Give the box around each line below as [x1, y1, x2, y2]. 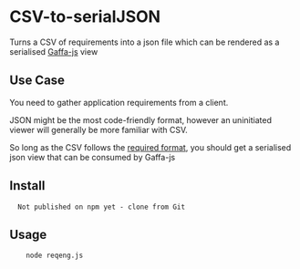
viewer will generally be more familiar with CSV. [9, 124, 189, 135]
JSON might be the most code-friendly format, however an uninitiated [9, 114, 272, 125]
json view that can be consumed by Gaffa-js [9, 151, 176, 162]
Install [9, 178, 46, 193]
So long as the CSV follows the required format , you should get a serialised [9, 141, 292, 152]
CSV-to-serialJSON [9, 6, 161, 27]
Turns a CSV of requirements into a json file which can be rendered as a [9, 36, 280, 47]
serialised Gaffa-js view [9, 46, 98, 57]
